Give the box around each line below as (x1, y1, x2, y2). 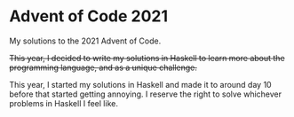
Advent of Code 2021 (9, 6, 169, 27)
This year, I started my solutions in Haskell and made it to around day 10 (9, 79, 273, 90)
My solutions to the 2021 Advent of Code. (9, 35, 162, 46)
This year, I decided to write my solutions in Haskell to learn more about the (9, 52, 286, 63)
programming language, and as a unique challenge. (9, 62, 198, 73)
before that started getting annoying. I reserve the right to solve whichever (9, 89, 282, 99)
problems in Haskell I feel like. (9, 97, 118, 108)
